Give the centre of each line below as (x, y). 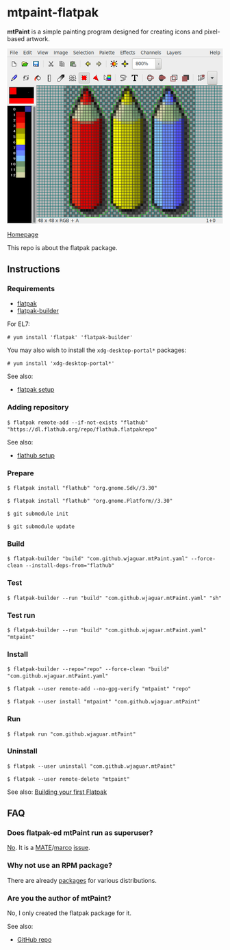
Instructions (34, 270)
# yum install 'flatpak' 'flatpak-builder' (70, 338)
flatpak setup (36, 390)
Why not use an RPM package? (60, 866)
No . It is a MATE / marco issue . (49, 848)
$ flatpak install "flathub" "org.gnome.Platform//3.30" (90, 501)
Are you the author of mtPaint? (59, 898)
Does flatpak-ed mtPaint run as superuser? (80, 833)
